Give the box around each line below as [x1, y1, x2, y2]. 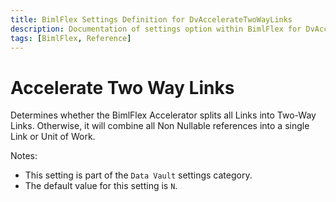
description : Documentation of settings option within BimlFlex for [10, 24, 302, 34]
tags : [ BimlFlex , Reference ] [10, 33, 132, 43]
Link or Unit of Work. [10, 131, 96, 143]
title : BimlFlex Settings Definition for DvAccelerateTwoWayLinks [10, 14, 293, 25]
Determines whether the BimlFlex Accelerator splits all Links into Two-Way [10, 109, 317, 121]
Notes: [10, 150, 38, 162]
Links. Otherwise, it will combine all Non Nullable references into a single [10, 120, 310, 132]
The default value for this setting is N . [24, 180, 178, 192]
